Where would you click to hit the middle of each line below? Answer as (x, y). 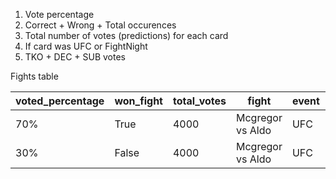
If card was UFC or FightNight (86, 46)
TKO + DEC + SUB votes (75, 57)
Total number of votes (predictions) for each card (126, 35)
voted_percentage (60, 101)
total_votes (199, 101)
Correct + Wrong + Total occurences (100, 25)
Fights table (34, 76)
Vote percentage (59, 14)
